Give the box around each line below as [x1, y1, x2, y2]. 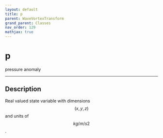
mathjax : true [5, 30, 34, 34]
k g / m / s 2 [73, 121, 90, 126]
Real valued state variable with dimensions [5, 98, 91, 104]
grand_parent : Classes [5, 20, 51, 26]
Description [5, 85, 41, 93]
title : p [5, 12, 23, 16]
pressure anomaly [5, 66, 41, 72]
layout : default [5, 7, 38, 12]
